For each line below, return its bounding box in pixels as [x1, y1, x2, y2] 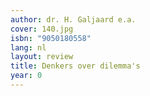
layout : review [10, 52, 74, 62]
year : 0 [10, 71, 43, 81]
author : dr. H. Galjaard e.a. [10, 14, 137, 25]
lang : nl [10, 42, 47, 53]
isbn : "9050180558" [10, 33, 92, 43]
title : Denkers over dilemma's [10, 61, 141, 71]
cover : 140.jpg [10, 24, 74, 34]
